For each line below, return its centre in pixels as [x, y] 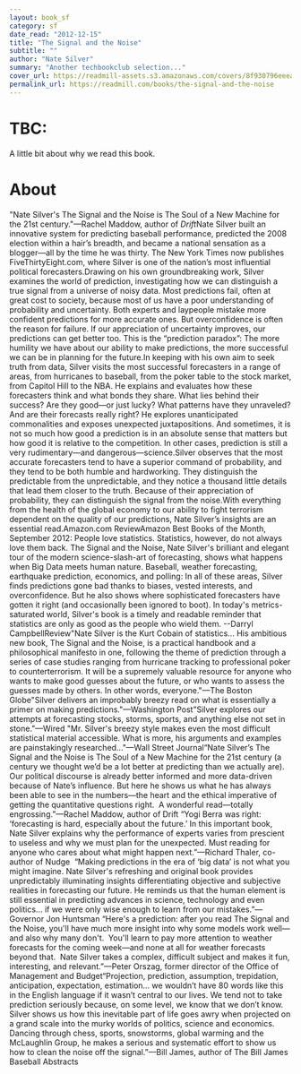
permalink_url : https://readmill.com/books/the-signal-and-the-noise [142, 84]
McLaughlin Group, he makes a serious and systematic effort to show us [143, 1042]
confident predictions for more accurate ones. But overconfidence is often [146, 319]
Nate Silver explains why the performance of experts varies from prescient [147, 833]
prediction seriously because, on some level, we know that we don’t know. [146, 1004]
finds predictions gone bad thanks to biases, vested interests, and [131, 585]
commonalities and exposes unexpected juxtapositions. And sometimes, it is [150, 424]
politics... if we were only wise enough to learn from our [112, 909]
